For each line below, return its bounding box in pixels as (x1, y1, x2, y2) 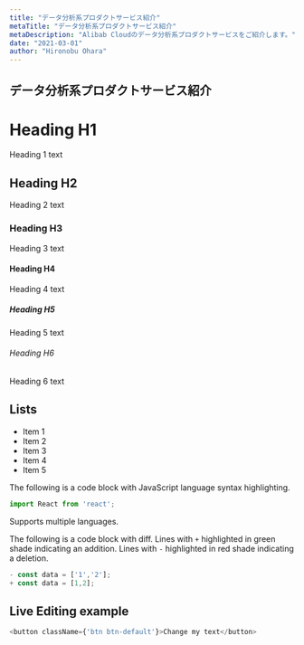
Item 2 (22, 435, 47, 446)
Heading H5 (9, 304, 56, 315)
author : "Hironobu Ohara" (9, 47, 107, 56)
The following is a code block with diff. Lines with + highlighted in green (9, 533, 276, 544)
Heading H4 (9, 263, 56, 274)
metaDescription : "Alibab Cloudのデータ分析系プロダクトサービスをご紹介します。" (9, 30, 297, 39)
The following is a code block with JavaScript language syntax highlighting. (9, 481, 291, 493)
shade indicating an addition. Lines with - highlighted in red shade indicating (9, 543, 294, 554)
